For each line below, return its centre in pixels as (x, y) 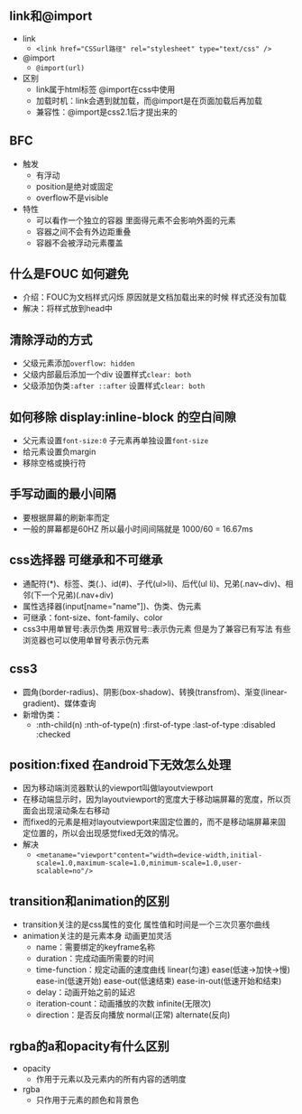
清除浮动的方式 (51, 340)
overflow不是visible (72, 198)
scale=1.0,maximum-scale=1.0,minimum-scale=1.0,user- (139, 863)
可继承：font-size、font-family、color (92, 617)
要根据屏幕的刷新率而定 (66, 517)
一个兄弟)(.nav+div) (78, 595)
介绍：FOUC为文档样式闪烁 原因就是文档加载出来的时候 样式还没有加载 (154, 297)
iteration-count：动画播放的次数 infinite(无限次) (124, 1004)
